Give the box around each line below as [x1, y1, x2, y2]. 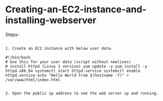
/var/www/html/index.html [5, 77, 60, 83]
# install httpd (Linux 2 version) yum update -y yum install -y [5, 64, 147, 69]
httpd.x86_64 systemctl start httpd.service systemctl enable [5, 68, 141, 73]
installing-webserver [5, 14, 97, 26]
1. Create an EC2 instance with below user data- [5, 46, 113, 51]
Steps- [5, 31, 19, 37]
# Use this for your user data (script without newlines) [5, 59, 131, 65]
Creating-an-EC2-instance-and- [5, 4, 147, 15]
